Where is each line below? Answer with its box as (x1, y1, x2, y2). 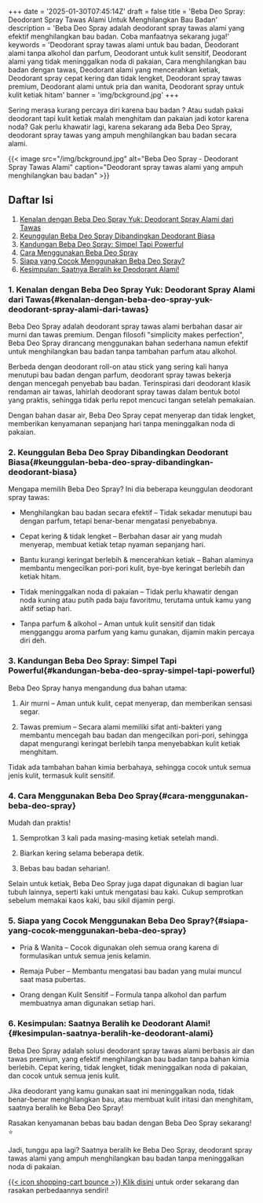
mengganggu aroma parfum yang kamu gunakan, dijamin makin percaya (19, 627, 255, 637)
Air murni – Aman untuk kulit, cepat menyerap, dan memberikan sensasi (19, 698, 253, 708)
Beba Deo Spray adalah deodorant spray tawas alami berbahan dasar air (8, 322, 243, 331)
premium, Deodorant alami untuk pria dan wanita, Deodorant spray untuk (8, 82, 244, 91)
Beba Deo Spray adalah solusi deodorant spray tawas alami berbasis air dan (8, 1046, 255, 1055)
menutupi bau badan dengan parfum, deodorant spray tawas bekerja (8, 370, 232, 380)
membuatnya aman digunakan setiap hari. (19, 999, 155, 1008)
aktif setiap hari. (19, 604, 72, 613)
